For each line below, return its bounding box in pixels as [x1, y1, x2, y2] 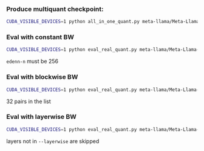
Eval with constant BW [6, 33, 75, 41]
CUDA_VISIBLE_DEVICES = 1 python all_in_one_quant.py [6, 19, 140, 25]
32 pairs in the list [6, 98, 51, 105]
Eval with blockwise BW [6, 73, 78, 81]
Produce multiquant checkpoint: [6, 5, 104, 13]
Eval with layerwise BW [6, 113, 77, 121]
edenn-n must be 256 [6, 58, 59, 65]
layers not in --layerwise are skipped [6, 137, 100, 144]
